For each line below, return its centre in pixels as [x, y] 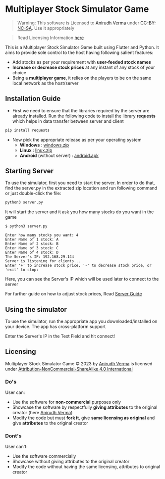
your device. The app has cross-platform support [55, 327]
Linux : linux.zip [36, 150]
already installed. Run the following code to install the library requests [84, 116]
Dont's [13, 436]
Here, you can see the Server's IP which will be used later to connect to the [82, 279]
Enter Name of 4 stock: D [32, 253]
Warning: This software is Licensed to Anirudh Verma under [78, 23]
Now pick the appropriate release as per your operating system [77, 140]
